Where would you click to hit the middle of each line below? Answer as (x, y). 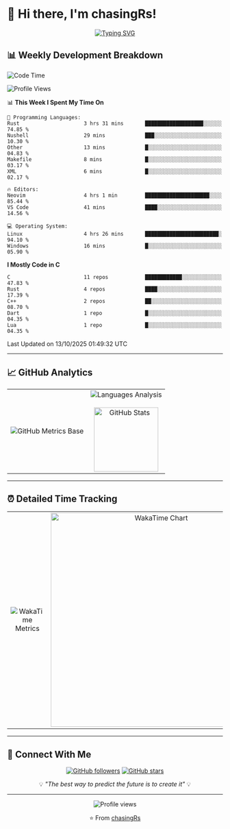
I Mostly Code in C (34, 264)
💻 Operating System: (38, 226)
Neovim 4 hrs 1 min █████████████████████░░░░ (115, 195)
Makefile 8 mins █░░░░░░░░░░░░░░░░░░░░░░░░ (115, 159)
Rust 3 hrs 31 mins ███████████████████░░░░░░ (115, 123)
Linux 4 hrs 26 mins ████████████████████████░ (115, 234)
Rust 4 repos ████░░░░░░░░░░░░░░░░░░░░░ (115, 289)
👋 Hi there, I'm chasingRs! (82, 14)
